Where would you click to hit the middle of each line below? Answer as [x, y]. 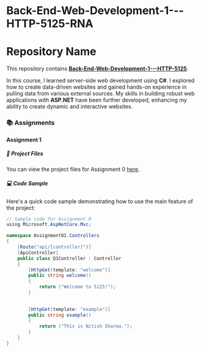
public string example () [60, 315]
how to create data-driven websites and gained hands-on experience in [97, 87]
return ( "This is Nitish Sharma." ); [86, 326]
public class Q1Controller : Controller [69, 258]
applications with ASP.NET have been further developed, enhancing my [97, 100]
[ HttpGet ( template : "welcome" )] [70, 270]
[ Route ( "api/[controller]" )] [54, 247]
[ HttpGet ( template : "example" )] [70, 309]
